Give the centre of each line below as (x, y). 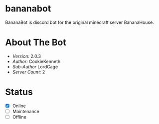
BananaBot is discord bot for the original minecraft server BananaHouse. (80, 22)
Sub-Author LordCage (35, 66)
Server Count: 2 (29, 72)
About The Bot (36, 42)
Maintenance (26, 111)
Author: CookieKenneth (36, 61)
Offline (19, 117)
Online (19, 106)
